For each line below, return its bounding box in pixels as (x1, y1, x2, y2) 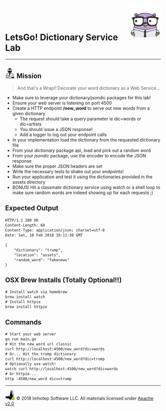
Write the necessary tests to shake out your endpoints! (12, 168, 124, 174)
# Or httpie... (5, 371, 37, 377)
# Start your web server (5, 332, 56, 337)
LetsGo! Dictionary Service (5, 32, 119, 43)
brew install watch (5, 294, 45, 300)
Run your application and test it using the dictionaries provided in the (12, 174, 153, 180)
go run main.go (5, 337, 37, 342)
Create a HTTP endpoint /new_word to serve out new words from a (12, 105, 150, 111)
